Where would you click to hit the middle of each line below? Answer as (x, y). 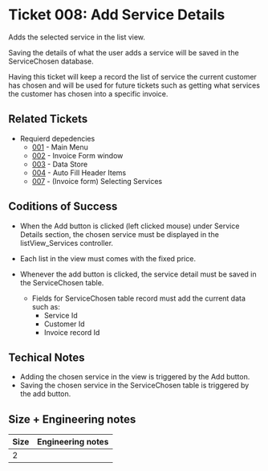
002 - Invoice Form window (77, 155)
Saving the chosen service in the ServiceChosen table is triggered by (134, 385)
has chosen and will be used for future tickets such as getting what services (134, 85)
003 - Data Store (60, 164)
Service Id (61, 315)
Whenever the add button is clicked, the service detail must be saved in (138, 274)
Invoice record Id (72, 332)
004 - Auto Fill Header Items (79, 172)
